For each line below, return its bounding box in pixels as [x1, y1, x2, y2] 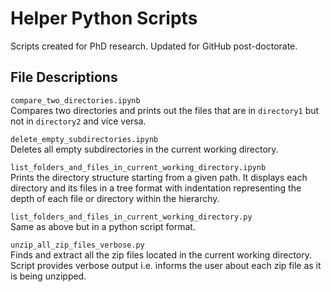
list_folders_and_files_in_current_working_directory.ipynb [10, 162, 267, 172]
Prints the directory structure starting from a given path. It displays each [10, 171, 308, 183]
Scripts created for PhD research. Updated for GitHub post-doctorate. [10, 40, 298, 52]
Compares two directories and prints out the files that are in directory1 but [10, 104, 320, 116]
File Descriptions [10, 69, 118, 86]
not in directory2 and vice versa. [10, 115, 147, 127]
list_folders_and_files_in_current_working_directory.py [10, 212, 253, 222]
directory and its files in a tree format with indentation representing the [10, 182, 302, 194]
